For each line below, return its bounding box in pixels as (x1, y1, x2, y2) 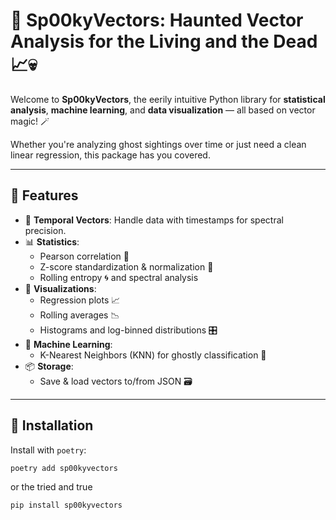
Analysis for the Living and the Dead (10, 30, 318, 53)
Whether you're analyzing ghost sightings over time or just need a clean (10, 138, 307, 150)
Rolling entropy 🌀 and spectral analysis (39, 271, 199, 283)
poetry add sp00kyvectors (10, 463, 118, 473)
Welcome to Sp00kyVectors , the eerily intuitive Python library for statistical (10, 93, 326, 105)
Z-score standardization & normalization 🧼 (39, 260, 214, 273)
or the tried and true (10, 481, 93, 493)
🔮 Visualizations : (24, 282, 97, 294)
